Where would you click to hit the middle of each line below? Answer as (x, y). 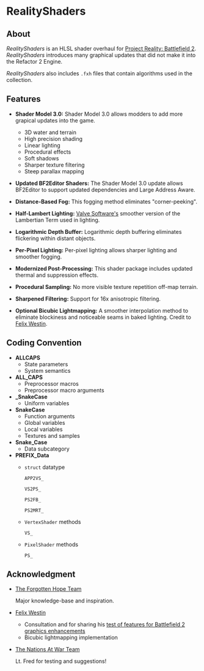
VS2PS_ (33, 489)
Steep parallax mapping (54, 171)
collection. (20, 80)
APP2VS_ (34, 478)
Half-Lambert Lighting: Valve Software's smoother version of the (98, 213)
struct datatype (45, 467)
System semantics (47, 370)
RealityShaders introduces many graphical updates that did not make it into (101, 55)
